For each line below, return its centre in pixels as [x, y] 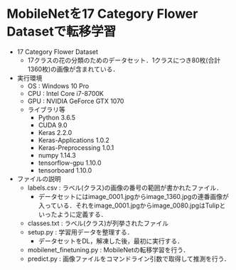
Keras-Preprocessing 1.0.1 [76, 147]
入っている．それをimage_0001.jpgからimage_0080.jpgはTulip [129, 205]
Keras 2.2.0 [55, 132]
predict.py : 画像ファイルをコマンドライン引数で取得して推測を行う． [129, 259]
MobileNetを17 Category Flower [102, 14]
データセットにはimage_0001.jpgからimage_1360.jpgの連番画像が [133, 196]
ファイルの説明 [39, 178]
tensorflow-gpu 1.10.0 [70, 163]
